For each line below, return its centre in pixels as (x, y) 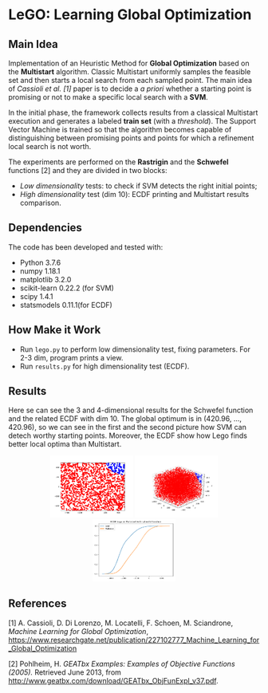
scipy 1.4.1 (36, 296)
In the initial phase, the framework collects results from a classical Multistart (133, 112)
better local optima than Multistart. (65, 444)
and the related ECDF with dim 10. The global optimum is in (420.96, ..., (125, 419)
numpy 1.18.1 (40, 271)
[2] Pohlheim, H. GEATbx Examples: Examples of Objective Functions (122, 663)
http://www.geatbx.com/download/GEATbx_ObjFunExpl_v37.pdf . (114, 680)
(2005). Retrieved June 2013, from (65, 672)
